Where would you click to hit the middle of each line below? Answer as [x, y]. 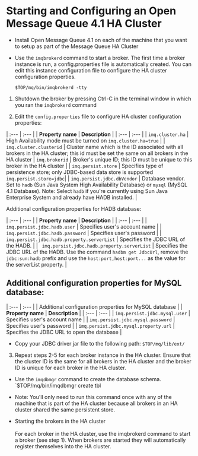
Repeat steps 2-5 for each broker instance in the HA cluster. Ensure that [103, 355]
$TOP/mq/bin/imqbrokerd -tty [51, 87]
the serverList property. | [36, 264]
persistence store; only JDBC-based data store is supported [80, 172]
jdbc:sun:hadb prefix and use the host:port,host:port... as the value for [96, 258]
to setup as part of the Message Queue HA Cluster [76, 46]
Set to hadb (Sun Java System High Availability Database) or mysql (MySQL [97, 185]
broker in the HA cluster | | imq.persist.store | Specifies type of [85, 166]
